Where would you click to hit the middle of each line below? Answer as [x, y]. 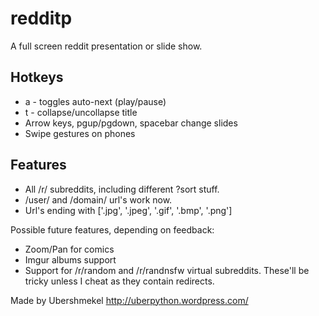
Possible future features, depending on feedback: [112, 229]
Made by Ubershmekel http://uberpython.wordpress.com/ [129, 300]
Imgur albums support [70, 259]
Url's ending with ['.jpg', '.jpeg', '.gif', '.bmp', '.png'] [128, 210]
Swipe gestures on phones [80, 133]
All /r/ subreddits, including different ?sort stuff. [122, 189]
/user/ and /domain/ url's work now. [98, 199]
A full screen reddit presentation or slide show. [106, 46]
